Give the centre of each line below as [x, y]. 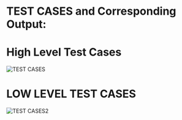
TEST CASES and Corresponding [91, 11]
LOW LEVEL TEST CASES [71, 94]
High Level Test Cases [64, 52]
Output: [26, 24]
